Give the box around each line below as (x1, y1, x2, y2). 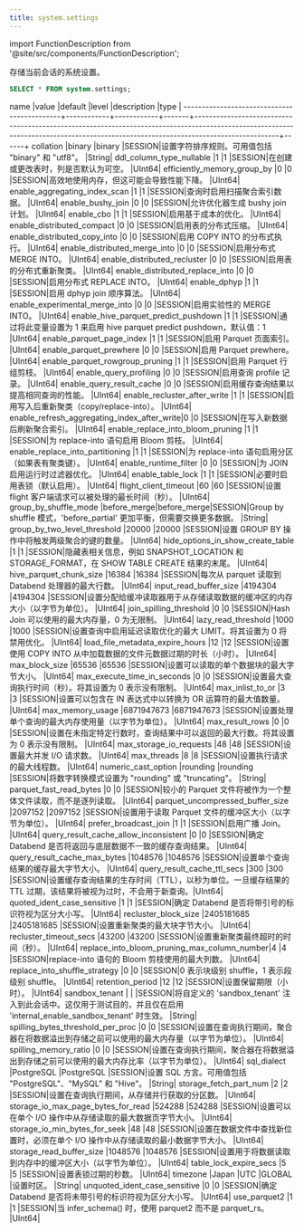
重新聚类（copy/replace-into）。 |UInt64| (40, 400, 192, 412)
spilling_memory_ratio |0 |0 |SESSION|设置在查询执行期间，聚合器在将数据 (9, 1044, 287, 1055)
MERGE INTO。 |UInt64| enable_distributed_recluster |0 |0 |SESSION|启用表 (9, 253, 292, 264)
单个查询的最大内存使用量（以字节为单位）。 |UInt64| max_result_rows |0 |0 (9, 716, 290, 727)
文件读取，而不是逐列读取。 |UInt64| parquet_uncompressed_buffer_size (16, 795, 290, 806)
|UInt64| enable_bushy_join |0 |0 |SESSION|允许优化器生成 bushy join (26, 196, 287, 208)
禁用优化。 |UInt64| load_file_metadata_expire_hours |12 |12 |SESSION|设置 (9, 636, 290, 647)
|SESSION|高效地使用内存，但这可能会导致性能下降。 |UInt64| (9, 174, 241, 186)
